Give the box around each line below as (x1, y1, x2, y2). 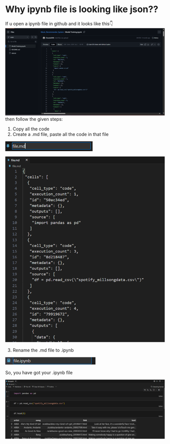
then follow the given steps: (5, 116, 63, 122)
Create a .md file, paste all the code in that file (12, 131, 109, 137)
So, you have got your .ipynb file (5, 370, 73, 376)
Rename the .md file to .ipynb (12, 347, 74, 353)
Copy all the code (12, 125, 50, 132)
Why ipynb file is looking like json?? (5, 4, 158, 15)
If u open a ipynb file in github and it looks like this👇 (5, 20, 113, 26)
